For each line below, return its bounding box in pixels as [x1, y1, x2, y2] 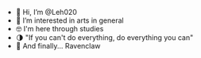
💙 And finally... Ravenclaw [15, 42, 101, 50]
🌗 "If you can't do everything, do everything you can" [15, 33, 194, 42]
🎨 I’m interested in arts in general [15, 16, 125, 25]
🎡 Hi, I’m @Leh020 [15, 8, 78, 16]
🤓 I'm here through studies [15, 24, 104, 33]
